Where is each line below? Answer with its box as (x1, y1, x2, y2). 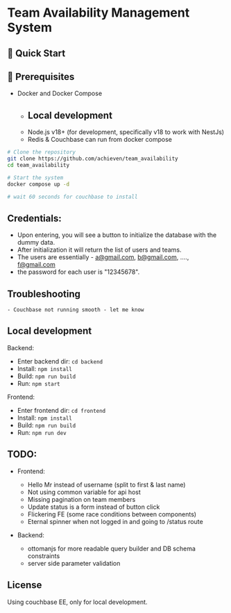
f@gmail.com (17, 261, 55, 269)
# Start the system (7, 174, 64, 181)
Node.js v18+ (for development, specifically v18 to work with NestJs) (27, 128, 224, 136)
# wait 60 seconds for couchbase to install (7, 193, 138, 200)
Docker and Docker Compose (17, 89, 103, 98)
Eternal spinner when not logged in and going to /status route (27, 517, 203, 525)
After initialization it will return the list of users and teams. (17, 245, 182, 254)
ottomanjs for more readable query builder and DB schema (27, 544, 196, 553)
